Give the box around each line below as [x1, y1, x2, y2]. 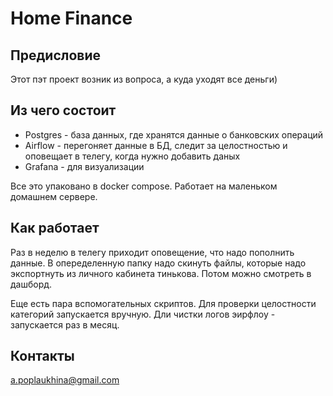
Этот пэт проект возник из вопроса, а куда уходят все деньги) [10, 73, 278, 85]
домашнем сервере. [10, 190, 98, 202]
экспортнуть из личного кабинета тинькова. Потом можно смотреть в [10, 267, 312, 279]
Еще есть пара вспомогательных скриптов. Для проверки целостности [10, 297, 317, 309]
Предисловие [10, 47, 101, 64]
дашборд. [10, 278, 53, 290]
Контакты [10, 348, 75, 365]
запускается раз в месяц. [10, 318, 120, 331]
